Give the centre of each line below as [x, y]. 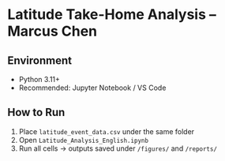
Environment [40, 60]
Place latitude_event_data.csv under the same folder [107, 131]
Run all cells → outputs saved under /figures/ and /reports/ [118, 148]
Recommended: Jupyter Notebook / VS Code [92, 88]
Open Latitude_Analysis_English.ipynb [84, 140]
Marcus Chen [52, 31]
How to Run [36, 112]
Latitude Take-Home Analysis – [112, 15]
